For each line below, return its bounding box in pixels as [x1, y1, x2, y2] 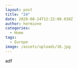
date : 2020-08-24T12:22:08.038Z [5, 16, 73, 21]
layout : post [5, 7, 33, 12]
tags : [5, 35, 17, 40]
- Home [10, 30, 24, 35]
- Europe [10, 40, 28, 45]
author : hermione [5, 21, 42, 26]
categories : [5, 26, 30, 31]
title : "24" [5, 12, 30, 17]
